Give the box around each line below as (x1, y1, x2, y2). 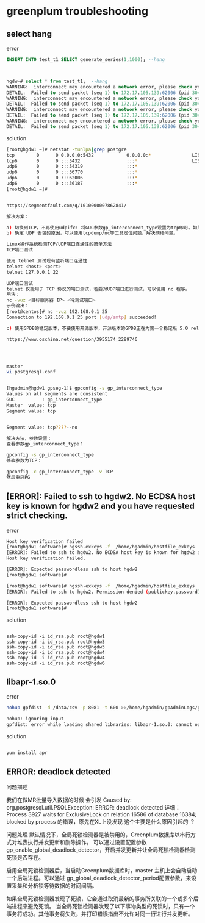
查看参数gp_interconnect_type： (6, 441, 84, 447)
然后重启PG (6, 474, 31, 480)
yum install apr (6, 749, 48, 756)
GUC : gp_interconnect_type (6, 397, 103, 403)
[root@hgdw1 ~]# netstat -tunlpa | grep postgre (6, 146, 127, 153)
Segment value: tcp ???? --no (6, 424, 78, 431)
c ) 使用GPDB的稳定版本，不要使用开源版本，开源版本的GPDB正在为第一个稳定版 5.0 (6, 325, 189, 331)
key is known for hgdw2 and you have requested (6, 501, 195, 511)
